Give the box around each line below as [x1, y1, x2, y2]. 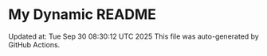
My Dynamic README [8, 6, 157, 24]
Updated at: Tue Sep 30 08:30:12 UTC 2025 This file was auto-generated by [8, 32, 259, 41]
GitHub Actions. [8, 39, 61, 49]
